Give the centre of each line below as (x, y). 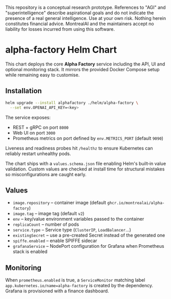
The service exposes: (28, 117)
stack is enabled (30, 252)
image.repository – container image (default (59, 203)
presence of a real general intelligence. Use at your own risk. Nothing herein (86, 18)
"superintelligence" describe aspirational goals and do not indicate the (80, 13)
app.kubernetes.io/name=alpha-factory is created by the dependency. (79, 286)
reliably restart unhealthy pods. (38, 154)
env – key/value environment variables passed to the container (78, 219)
